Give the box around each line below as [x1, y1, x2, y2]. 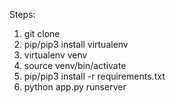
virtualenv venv [23, 49, 88, 61]
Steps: [9, 9, 36, 20]
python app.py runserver [23, 81, 127, 93]
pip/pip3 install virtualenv [23, 39, 129, 50]
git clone [23, 28, 61, 39]
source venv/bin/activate [23, 60, 127, 71]
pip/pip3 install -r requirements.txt [23, 70, 166, 82]
